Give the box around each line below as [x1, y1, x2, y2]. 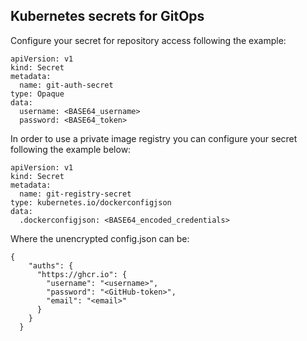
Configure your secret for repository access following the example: [10, 34, 287, 46]
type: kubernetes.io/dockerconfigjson [10, 197, 172, 208]
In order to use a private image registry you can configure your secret [10, 132, 298, 144]
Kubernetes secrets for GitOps [10, 8, 205, 25]
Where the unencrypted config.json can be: [10, 232, 190, 244]
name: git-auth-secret [19, 80, 114, 90]
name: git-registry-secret [19, 189, 132, 199]
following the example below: [10, 143, 132, 155]
